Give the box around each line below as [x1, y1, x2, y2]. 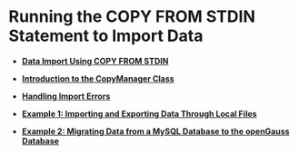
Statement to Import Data [8, 25, 204, 46]
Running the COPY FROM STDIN [8, 6, 255, 27]
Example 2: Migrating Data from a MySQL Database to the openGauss [21, 125, 290, 137]
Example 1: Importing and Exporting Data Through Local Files [21, 108, 257, 119]
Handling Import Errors [21, 91, 111, 102]
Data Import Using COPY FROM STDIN [21, 55, 169, 66]
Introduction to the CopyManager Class [21, 73, 174, 83]
